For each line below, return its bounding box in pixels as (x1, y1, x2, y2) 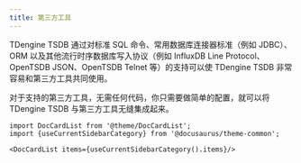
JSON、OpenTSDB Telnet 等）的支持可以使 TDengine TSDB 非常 (51, 61, 293, 72)
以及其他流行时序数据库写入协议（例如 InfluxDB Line (30, 50, 223, 61)
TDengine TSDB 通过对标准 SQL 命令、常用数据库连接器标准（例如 (9, 39, 257, 50)
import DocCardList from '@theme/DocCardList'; (9, 121, 192, 131)
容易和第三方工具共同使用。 (9, 73, 113, 84)
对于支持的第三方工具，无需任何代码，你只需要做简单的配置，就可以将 (9, 92, 270, 103)
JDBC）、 (258, 39, 293, 50)
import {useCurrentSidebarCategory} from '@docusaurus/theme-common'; (9, 129, 280, 138)
